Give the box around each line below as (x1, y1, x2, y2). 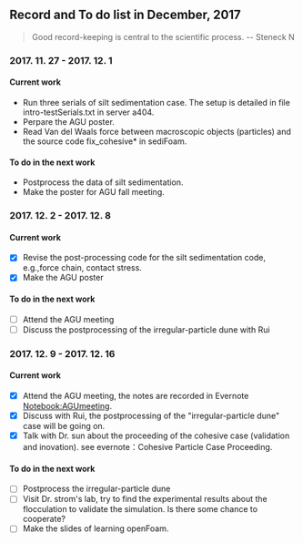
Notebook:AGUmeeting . (22, 400, 112, 411)
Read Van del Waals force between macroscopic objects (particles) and (22, 126, 291, 137)
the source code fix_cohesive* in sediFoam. (22, 136, 187, 147)
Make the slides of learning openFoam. (22, 523, 169, 534)
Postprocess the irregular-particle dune (22, 483, 171, 495)
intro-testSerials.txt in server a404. (22, 107, 155, 118)
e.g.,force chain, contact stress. (22, 262, 143, 273)
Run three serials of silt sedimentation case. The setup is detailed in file (22, 97, 291, 108)
